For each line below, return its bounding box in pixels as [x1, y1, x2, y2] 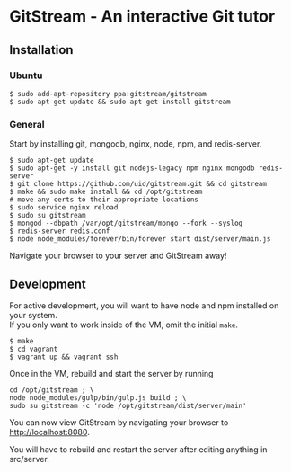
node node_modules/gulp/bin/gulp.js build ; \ [9, 393, 187, 402]
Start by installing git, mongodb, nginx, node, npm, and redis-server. [9, 138, 262, 149]
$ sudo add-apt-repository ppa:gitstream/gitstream [9, 89, 207, 98]
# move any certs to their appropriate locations [9, 195, 199, 204]
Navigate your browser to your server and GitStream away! [9, 250, 227, 262]
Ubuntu [9, 69, 43, 82]
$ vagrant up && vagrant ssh [9, 352, 119, 361]
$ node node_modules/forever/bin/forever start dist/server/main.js [9, 235, 271, 244]
